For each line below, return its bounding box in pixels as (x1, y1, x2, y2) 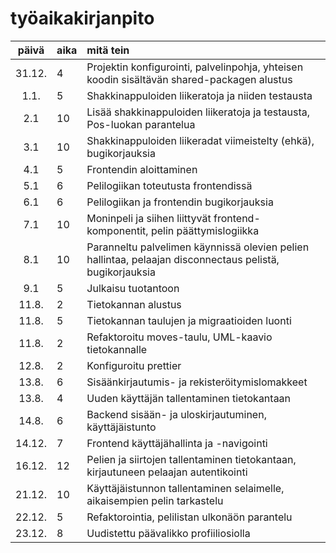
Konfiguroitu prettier (86, 358, 182, 372)
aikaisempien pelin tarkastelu (86, 493, 224, 507)
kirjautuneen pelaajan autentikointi (86, 465, 248, 479)
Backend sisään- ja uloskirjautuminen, (86, 407, 267, 421)
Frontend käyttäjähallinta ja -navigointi (86, 436, 268, 450)
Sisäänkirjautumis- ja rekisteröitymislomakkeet (86, 375, 308, 389)
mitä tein (86, 43, 130, 57)
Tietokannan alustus (86, 297, 182, 311)
